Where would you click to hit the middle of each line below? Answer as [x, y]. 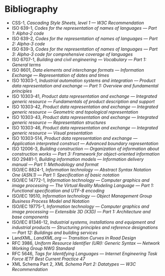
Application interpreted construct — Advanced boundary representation [85, 143]
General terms [26, 65]
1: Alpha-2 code [28, 33]
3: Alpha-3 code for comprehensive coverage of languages [72, 54]
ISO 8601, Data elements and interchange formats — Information [78, 70]
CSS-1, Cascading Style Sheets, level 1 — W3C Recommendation [78, 23]
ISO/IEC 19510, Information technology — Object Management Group [82, 196]
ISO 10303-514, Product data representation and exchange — [75, 138]
